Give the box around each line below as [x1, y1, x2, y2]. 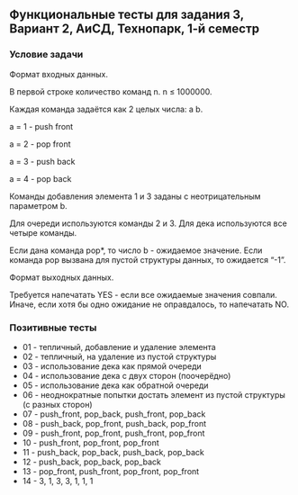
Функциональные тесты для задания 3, [9, 7, 245, 22]
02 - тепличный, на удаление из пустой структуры [22, 351, 217, 362]
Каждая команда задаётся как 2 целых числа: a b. [9, 103, 203, 114]
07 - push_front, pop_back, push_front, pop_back [22, 409, 206, 419]
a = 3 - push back [9, 156, 76, 166]
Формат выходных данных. [9, 272, 114, 283]
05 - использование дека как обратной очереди [22, 380, 209, 391]
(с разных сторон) [22, 399, 93, 409]
